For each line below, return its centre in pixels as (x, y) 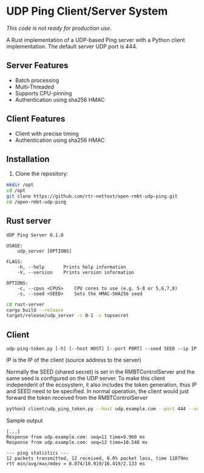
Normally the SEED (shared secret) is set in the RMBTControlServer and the (101, 372)
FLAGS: (15, 261)
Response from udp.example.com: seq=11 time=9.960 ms (76, 437)
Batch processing (37, 80)
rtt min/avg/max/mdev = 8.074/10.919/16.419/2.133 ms (76, 464)
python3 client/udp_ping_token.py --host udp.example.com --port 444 (96, 409)
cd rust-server (25, 304)
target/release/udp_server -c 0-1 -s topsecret (68, 316)
